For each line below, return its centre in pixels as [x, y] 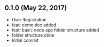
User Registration [29, 19]
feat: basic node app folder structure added [55, 30]
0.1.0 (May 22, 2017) [36, 8]
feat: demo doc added [34, 25]
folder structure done [33, 35]
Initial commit [25, 40]
